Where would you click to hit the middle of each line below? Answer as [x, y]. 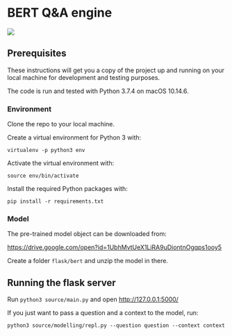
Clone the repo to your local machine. [61, 124]
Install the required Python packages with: [68, 189]
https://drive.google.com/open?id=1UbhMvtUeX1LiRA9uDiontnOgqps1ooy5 [115, 247]
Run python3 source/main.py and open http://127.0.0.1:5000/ [93, 299]
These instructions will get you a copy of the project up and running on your [116, 70]
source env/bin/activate [43, 176]
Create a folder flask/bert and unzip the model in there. [88, 261]
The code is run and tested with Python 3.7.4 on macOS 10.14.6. [98, 91]
